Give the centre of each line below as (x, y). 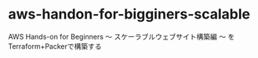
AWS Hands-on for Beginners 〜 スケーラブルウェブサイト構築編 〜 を (122, 36)
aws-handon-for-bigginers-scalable (129, 14)
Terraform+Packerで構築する (55, 46)
